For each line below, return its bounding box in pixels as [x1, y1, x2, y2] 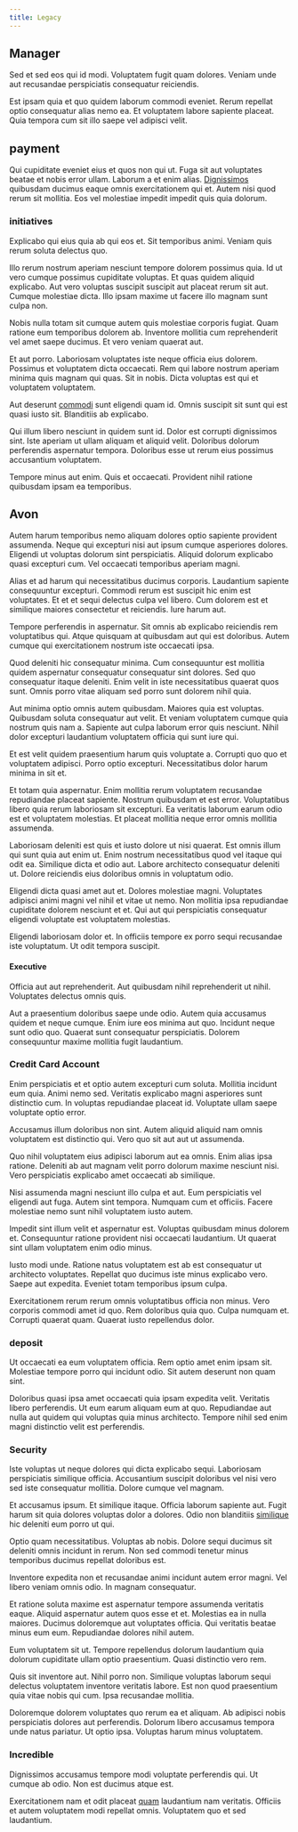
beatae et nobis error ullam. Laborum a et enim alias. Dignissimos [9, 174, 249, 185]
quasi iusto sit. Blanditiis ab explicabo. [9, 409, 149, 419]
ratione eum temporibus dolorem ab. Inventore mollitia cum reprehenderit [9, 327, 278, 337]
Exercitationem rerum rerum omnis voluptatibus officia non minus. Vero [9, 1295, 270, 1306]
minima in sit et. [9, 767, 68, 779]
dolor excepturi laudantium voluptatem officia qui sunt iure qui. [9, 732, 239, 742]
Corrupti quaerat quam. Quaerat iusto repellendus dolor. [9, 1314, 215, 1325]
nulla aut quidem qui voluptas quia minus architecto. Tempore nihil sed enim [9, 1412, 288, 1423]
